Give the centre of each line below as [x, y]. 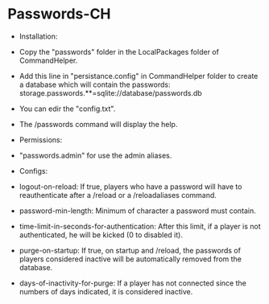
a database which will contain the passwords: [95, 84]
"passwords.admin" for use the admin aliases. [95, 155]
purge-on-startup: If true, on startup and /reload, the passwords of [130, 250]
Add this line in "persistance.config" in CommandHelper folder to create [139, 76]
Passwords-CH [59, 14]
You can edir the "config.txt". [67, 109]
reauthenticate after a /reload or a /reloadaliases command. [118, 195]
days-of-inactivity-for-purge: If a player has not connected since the [132, 283]
